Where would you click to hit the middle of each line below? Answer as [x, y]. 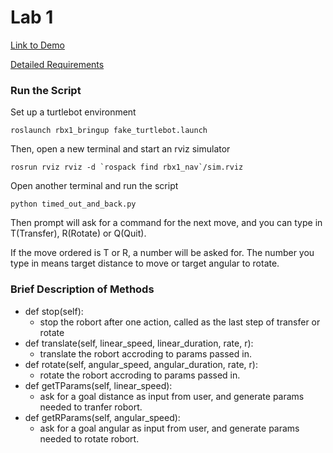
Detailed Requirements [57, 64]
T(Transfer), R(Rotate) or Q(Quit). [78, 233]
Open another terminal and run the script [94, 186]
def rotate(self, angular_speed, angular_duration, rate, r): [141, 364]
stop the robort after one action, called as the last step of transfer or [180, 322]
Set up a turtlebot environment [73, 112]
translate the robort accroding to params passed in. [145, 353]
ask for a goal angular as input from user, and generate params [169, 428]
